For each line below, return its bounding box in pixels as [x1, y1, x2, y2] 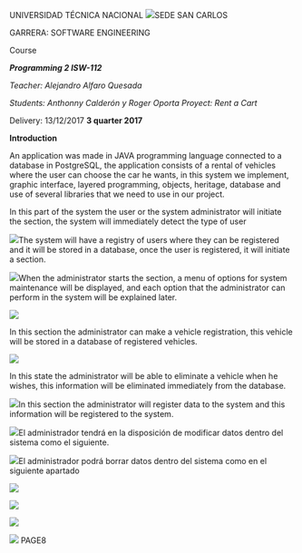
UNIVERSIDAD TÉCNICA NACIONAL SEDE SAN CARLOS [9, 10, 229, 20]
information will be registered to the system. [9, 409, 174, 419]
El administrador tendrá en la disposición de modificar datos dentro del [18, 427, 284, 438]
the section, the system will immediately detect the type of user [9, 216, 247, 227]
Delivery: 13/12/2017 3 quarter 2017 [9, 115, 143, 126]
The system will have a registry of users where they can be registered [18, 235, 279, 245]
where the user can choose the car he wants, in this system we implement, [9, 170, 289, 180]
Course [9, 45, 37, 55]
